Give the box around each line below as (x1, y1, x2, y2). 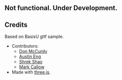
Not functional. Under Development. (4, 4, 118, 12)
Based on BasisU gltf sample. (4, 34, 64, 40)
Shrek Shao (19, 59, 43, 65)
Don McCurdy (19, 49, 48, 54)
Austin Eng (19, 53, 41, 59)
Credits (4, 21, 28, 29)
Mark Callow (19, 64, 45, 70)
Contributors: (11, 43, 39, 49)
